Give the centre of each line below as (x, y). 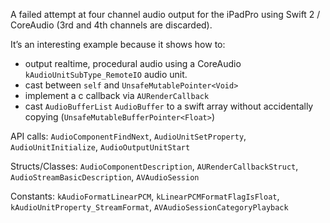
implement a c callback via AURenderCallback (117, 95)
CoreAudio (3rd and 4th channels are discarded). (111, 25)
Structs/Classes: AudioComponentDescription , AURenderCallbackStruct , (154, 166)
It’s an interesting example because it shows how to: (118, 44)
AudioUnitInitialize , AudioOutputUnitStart (100, 147)
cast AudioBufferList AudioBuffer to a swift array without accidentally (169, 106)
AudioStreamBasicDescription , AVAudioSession (105, 177)
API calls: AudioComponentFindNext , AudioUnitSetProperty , (128, 136)
